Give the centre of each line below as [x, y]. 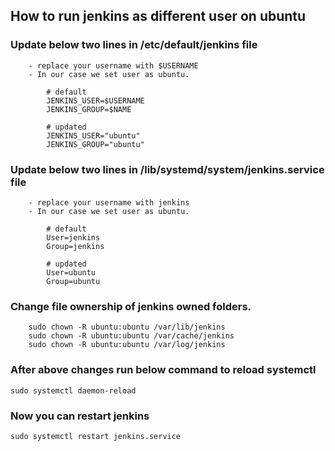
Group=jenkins [75, 246]
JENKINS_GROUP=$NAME [89, 109]
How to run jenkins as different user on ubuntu [158, 16]
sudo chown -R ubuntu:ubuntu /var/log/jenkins [127, 345]
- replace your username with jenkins [109, 202]
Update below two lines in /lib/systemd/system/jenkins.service [167, 169]
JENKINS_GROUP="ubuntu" [95, 144]
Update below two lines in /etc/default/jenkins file [134, 45]
